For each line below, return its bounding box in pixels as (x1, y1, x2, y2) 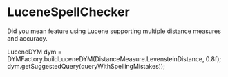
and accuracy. (7, 34, 48, 42)
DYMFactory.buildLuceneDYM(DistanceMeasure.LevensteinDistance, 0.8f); (7, 54, 222, 63)
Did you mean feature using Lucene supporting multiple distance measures (7, 27, 221, 35)
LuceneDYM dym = (7, 47, 62, 56)
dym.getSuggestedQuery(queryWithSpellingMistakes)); (7, 62, 166, 70)
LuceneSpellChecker (7, 4, 130, 20)
